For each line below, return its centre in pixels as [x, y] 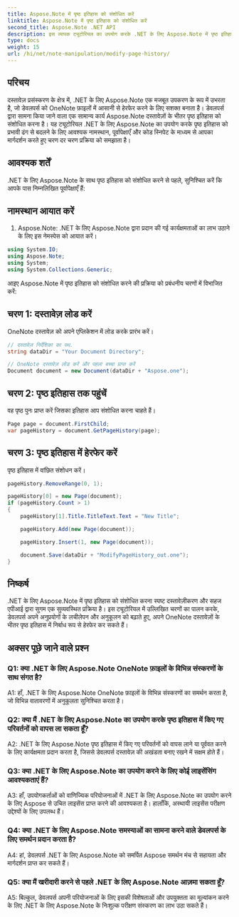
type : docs [23, 41]
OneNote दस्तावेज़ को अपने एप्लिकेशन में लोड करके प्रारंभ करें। [81, 331]
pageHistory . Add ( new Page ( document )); [78, 529]
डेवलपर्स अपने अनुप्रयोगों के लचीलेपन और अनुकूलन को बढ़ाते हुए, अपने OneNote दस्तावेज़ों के [114, 617]
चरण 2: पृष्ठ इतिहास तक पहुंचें [57, 393]
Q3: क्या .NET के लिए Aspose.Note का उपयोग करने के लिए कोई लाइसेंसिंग [112, 771]
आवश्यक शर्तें [29, 163]
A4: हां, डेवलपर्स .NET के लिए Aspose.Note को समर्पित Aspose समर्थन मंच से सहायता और [117, 855]
